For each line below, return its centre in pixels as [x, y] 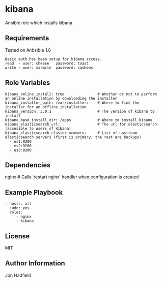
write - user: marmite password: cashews [49, 67]
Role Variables [27, 83]
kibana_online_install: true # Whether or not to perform [81, 94]
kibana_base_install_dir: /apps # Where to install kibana [79, 120]
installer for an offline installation [46, 107]
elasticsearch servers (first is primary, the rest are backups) [73, 137]
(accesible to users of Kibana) [38, 128]
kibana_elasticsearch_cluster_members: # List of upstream [71, 133]
